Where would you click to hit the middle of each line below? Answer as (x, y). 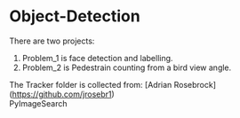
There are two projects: (52, 41)
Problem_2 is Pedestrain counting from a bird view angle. (127, 67)
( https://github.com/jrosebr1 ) (62, 94)
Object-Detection (75, 16)
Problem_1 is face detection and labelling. (97, 58)
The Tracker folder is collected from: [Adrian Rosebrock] (112, 84)
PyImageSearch (38, 103)
